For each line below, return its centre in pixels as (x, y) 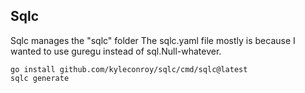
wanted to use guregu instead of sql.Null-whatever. (116, 51)
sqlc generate (40, 78)
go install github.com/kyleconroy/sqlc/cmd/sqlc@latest (129, 69)
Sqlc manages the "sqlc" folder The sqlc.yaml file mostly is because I (153, 40)
